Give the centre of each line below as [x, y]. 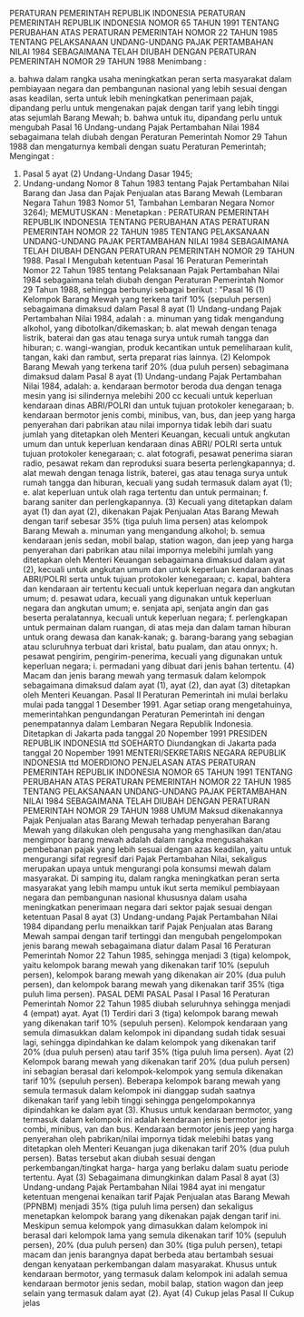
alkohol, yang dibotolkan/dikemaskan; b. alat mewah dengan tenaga [150, 328]
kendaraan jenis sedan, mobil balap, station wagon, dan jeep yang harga [158, 540]
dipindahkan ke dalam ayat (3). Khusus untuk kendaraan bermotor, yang [157, 1110]
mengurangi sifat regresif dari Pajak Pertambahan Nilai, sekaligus [145, 859]
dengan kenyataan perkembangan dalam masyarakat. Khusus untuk [150, 1264]
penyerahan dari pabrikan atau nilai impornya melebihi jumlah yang [148, 550]
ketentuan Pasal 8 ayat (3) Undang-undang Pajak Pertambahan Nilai [150, 917]
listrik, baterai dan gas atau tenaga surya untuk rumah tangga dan [146, 338]
